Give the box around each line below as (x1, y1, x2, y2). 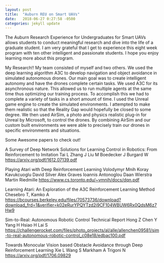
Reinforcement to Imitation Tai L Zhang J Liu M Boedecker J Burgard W (5, 152, 148, 158)
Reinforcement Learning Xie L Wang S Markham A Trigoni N (5, 247, 126, 253)
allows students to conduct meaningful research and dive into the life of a (5, 40, 153, 46)
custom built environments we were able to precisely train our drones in (5, 122, 150, 128)
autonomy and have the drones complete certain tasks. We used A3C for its (5, 81, 158, 87)
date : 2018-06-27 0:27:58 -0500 (5, 16, 76, 21)
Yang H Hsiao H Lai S (5, 222, 48, 228)
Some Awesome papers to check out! (5, 137, 81, 143)
